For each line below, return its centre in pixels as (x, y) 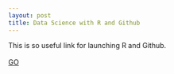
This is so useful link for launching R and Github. (87, 45)
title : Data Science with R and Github (74, 23)
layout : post (30, 15)
